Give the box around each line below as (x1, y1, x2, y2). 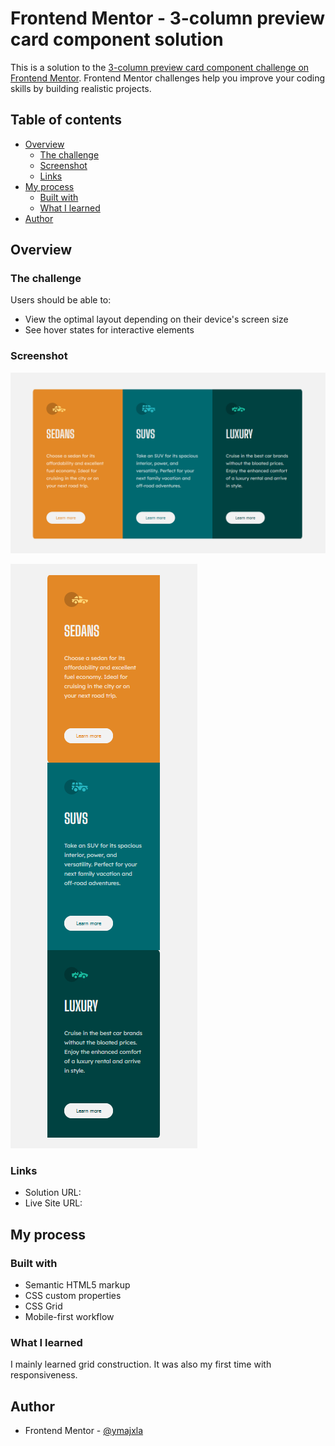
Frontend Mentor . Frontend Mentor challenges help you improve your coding (10, 72, 326, 84)
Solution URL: (24, 1187, 82, 1199)
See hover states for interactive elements (24, 324, 195, 336)
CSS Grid (24, 1300, 63, 1312)
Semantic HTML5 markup (24, 1279, 131, 1291)
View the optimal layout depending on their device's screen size (24, 313, 289, 326)
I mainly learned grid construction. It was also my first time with (10, 1358, 272, 1371)
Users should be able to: (10, 294, 112, 306)
